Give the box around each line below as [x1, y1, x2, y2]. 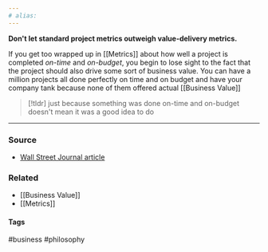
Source [8, 134, 37, 145]
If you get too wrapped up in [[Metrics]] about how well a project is [8, 49, 229, 58]
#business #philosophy [8, 234, 85, 244]
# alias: [8, 11, 37, 20]
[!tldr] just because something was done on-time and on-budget [27, 98, 240, 108]
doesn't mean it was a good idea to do [27, 107, 154, 116]
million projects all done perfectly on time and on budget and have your [8, 74, 243, 84]
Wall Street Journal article [19, 152, 105, 162]
